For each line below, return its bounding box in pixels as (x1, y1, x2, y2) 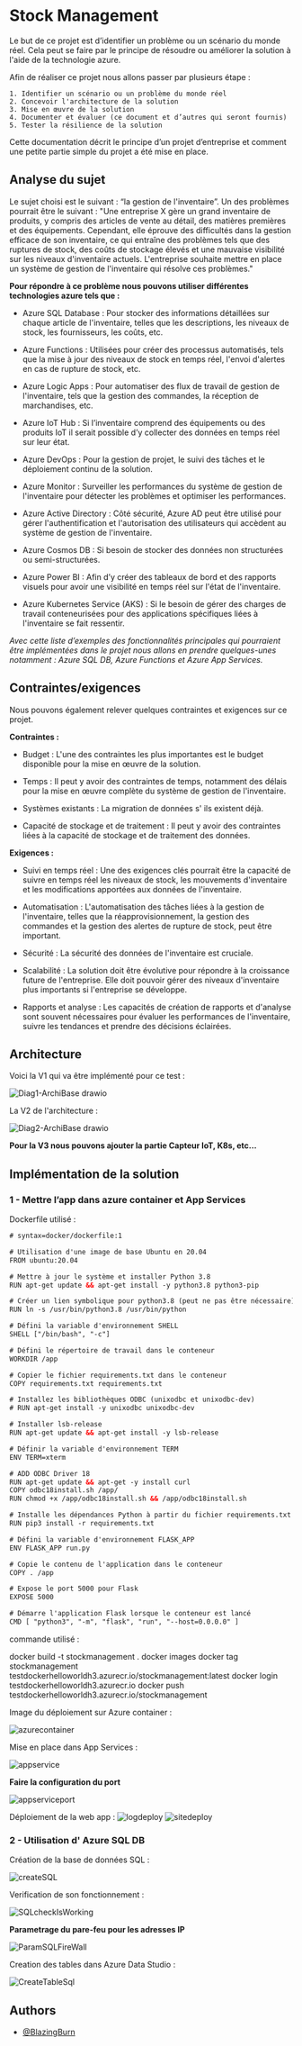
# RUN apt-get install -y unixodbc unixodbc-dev (9, 1404, 195, 1413)
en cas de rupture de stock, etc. (22, 363, 141, 374)
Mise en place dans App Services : (9, 1742, 138, 1752)
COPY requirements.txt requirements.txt (9, 1379, 164, 1388)
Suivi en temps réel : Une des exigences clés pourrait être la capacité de (22, 865, 291, 875)
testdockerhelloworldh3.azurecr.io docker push (9, 1679, 184, 1690)
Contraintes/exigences (9, 681, 141, 696)
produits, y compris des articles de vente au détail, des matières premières (9, 215, 286, 226)
